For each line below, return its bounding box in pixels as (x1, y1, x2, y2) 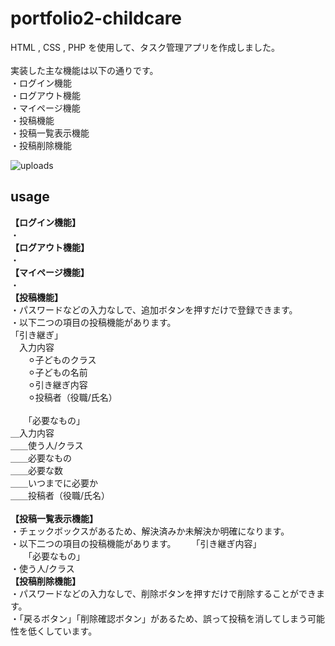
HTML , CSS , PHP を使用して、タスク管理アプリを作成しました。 (10, 41, 281, 53)
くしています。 (36, 625, 98, 637)
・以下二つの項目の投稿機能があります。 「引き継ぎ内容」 (10, 537, 262, 549)
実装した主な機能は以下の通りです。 (10, 64, 159, 76)
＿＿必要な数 (10, 464, 63, 476)
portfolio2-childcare (10, 7, 183, 30)
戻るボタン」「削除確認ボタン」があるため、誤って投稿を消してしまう (23, 612, 308, 624)
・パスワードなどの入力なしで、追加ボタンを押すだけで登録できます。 (10, 303, 298, 316)
